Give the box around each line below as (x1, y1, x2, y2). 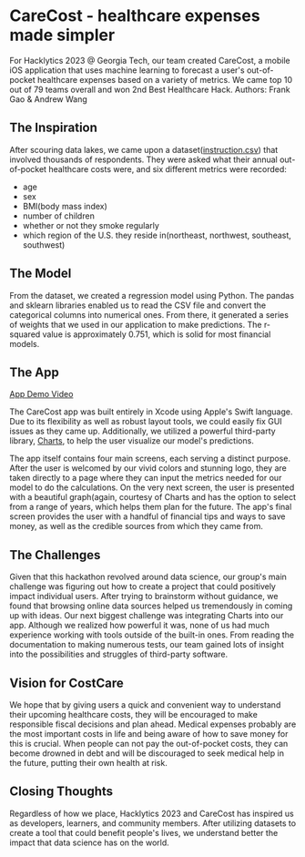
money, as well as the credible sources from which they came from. (9, 521, 264, 532)
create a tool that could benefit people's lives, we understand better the (9, 827, 279, 838)
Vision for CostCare (9, 675, 125, 690)
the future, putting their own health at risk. (9, 758, 168, 768)
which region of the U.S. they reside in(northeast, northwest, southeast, (22, 230, 291, 240)
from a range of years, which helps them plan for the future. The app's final (9, 502, 292, 513)
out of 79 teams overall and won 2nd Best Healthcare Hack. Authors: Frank (9, 84, 290, 95)
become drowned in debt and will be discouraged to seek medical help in (9, 748, 285, 759)
